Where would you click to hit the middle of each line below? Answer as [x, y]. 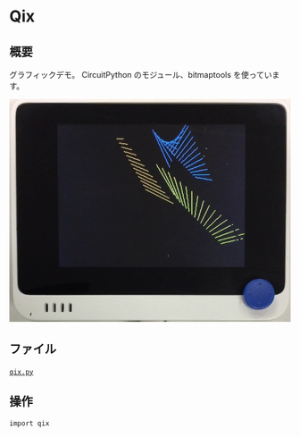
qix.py [21, 372]
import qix [29, 424]
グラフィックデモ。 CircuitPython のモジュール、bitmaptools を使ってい [141, 75]
